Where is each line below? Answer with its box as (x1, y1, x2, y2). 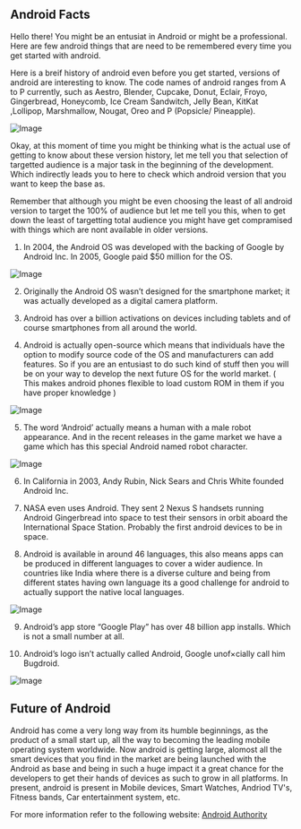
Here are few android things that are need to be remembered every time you (10, 40, 292, 51)
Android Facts (10, 7, 90, 22)
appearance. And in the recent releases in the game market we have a (22, 431, 283, 442)
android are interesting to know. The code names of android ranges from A (10, 76, 286, 88)
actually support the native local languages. (22, 586, 185, 597)
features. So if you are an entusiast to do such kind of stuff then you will (22, 358, 289, 369)
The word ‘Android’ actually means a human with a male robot (22, 421, 252, 433)
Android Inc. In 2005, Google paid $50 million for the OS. (22, 251, 234, 262)
